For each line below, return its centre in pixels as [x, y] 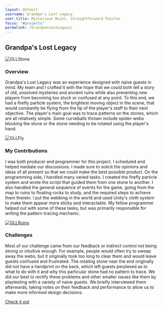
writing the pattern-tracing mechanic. [43, 213]
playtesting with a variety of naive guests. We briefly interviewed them [76, 282]
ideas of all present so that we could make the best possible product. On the [81, 172]
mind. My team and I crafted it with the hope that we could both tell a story [80, 88]
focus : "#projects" [25, 23]
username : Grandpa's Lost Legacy [39, 14]
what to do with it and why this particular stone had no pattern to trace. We [80, 272]
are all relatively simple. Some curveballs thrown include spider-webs [75, 118]
